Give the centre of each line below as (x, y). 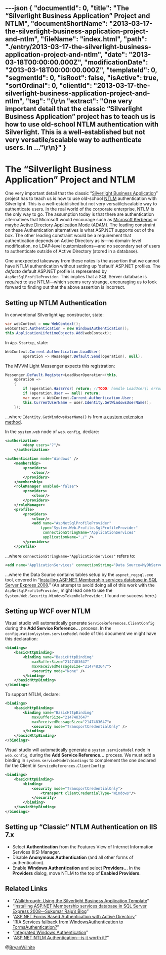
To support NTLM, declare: (33, 695)
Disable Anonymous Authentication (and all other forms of (73, 857)
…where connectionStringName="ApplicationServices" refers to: (70, 556)
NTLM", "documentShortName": (57, 24)
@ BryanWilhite (20, 947)
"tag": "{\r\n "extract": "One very (79, 101)
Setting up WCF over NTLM (48, 611)
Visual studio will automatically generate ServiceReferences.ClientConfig (80, 623)
